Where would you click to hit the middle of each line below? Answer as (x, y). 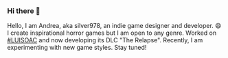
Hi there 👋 (24, 11)
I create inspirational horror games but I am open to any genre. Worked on (112, 33)
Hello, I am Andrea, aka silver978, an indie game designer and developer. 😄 (114, 26)
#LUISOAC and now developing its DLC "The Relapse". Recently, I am (105, 40)
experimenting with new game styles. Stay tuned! (77, 48)
